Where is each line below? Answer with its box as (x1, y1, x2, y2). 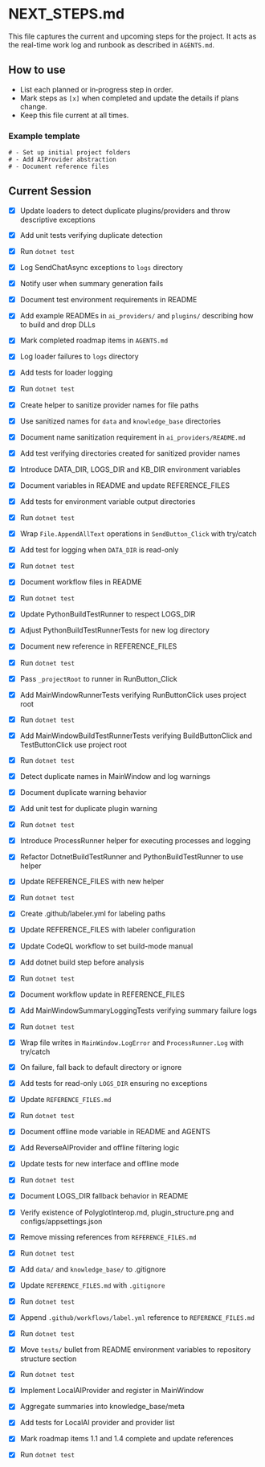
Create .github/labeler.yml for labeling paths (19, 909, 166, 919)
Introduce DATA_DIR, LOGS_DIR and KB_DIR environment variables (19, 464, 241, 474)
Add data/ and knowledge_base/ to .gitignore (19, 1264, 166, 1274)
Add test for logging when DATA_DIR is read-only (19, 545, 179, 555)
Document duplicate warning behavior (19, 787, 147, 797)
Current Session (8, 184, 92, 198)
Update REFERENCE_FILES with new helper (19, 877, 165, 887)
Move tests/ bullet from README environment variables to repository (19, 1345, 251, 1354)
